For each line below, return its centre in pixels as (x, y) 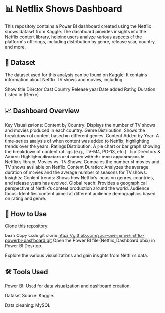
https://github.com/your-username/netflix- (101, 235)
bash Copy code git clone (31, 235)
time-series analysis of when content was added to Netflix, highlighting (77, 141)
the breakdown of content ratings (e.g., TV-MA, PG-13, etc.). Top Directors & (83, 151)
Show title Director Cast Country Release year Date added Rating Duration (80, 89)
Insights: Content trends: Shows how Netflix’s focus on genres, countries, (80, 177)
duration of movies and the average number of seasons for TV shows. (76, 172)
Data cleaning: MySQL (28, 305)
